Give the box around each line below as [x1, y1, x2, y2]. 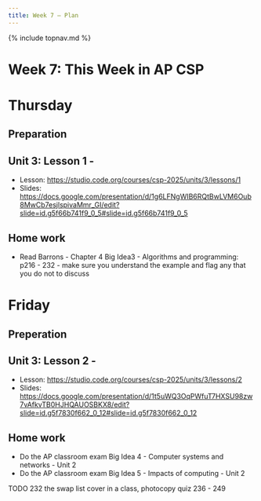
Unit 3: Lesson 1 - [8, 154, 95, 167]
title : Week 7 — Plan [8, 11, 79, 20]
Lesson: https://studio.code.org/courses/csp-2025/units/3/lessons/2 [19, 375, 243, 385]
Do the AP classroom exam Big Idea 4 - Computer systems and [19, 452, 224, 462]
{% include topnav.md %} [8, 33, 92, 42]
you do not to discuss [19, 269, 90, 279]
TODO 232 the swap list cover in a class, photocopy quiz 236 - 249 [8, 484, 226, 493]
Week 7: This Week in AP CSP [8, 60, 205, 79]
